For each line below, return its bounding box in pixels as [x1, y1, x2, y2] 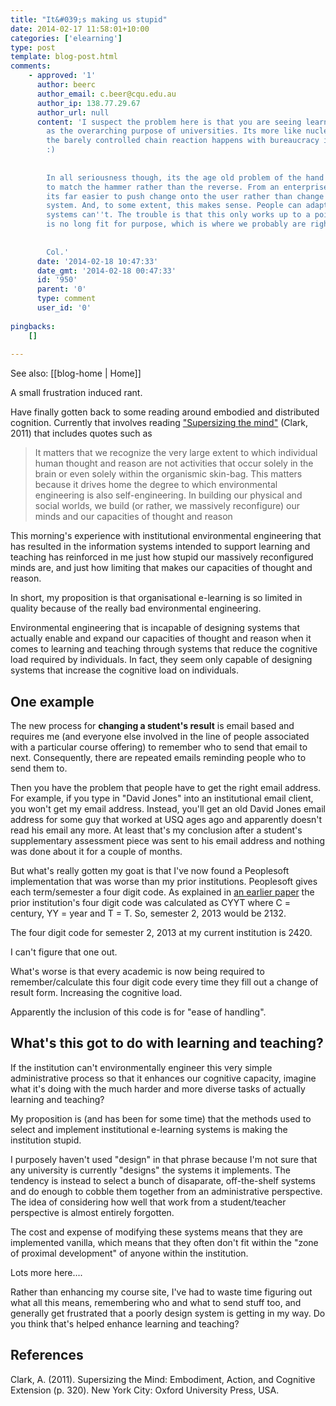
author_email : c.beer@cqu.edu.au [36, 89, 177, 99]
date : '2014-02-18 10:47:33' [36, 256, 159, 266]
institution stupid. [10, 1134, 82, 1146]
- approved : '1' [28, 71, 97, 81]
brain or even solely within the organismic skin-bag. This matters [34, 468, 303, 480]
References [10, 1347, 84, 1364]
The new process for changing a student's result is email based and [10, 720, 295, 732]
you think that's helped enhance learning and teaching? [10, 1317, 240, 1330]
